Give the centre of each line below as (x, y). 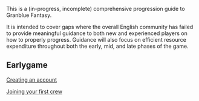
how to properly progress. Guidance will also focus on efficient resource (96, 40)
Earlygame (27, 65)
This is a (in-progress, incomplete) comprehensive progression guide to (96, 9)
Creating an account (32, 80)
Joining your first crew (34, 91)
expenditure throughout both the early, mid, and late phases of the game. (97, 46)
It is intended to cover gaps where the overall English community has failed (100, 27)
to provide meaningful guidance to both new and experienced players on (97, 33)
